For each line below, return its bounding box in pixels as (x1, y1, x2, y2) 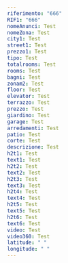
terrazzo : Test (7, 99, 50, 106)
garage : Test (7, 118, 44, 125)
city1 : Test (7, 36, 41, 42)
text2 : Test (7, 169, 41, 176)
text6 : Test (7, 220, 41, 227)
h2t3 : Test (7, 175, 38, 182)
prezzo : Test (7, 105, 44, 112)
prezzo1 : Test (7, 49, 48, 55)
